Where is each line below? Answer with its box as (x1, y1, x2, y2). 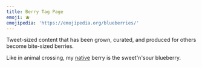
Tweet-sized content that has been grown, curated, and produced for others (6, 36, 197, 44)
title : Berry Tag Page (6, 8, 64, 15)
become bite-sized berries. (6, 42, 74, 50)
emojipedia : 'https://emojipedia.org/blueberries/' (6, 20, 139, 26)
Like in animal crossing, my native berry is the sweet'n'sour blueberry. (6, 54, 181, 62)
